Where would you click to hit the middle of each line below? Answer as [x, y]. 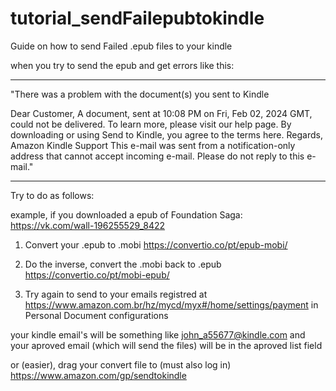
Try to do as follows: [52, 195]
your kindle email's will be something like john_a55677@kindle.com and [158, 334]
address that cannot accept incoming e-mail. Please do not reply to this [157, 156]
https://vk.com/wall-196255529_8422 [88, 225]
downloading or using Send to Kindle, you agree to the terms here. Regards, [166, 134]
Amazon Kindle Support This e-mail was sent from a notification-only [153, 145]
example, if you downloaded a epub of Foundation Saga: [126, 214]
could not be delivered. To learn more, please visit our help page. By [151, 124]
